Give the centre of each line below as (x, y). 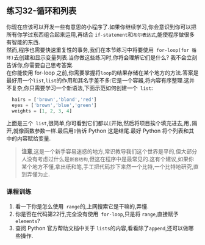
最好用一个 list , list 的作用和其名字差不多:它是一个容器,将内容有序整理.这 (98, 80)
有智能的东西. (23, 42)
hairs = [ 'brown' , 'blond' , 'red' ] (54, 100)
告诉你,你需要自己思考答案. (40, 65)
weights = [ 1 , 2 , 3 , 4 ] (42, 111)
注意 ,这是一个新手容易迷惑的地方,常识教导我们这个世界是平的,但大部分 (109, 152)
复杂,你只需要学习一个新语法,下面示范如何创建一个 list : (82, 88)
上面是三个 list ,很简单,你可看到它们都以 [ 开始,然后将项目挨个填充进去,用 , (99, 123)
